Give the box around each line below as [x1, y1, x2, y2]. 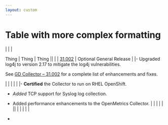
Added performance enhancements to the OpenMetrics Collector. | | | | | [12, 100, 163, 106]
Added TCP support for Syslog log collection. [12, 91, 107, 97]
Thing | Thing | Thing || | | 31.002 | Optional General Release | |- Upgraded [5, 56, 160, 62]
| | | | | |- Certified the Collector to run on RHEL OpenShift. [5, 80, 127, 87]
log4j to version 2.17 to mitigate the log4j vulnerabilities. [5, 61, 121, 67]
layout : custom [5, 7, 37, 13]
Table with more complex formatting [5, 29, 161, 40]
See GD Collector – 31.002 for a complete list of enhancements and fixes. [5, 71, 158, 77]
